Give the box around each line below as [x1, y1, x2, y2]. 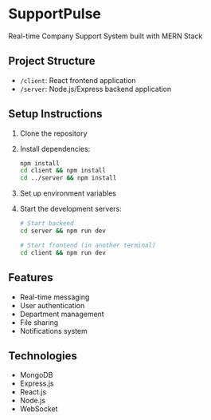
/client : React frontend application [19, 75, 137, 85]
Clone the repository [19, 129, 88, 138]
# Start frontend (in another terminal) [19, 241, 156, 249]
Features [8, 271, 53, 284]
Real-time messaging [19, 292, 90, 302]
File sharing [19, 317, 59, 327]
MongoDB [19, 370, 53, 380]
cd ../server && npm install [19, 174, 117, 182]
